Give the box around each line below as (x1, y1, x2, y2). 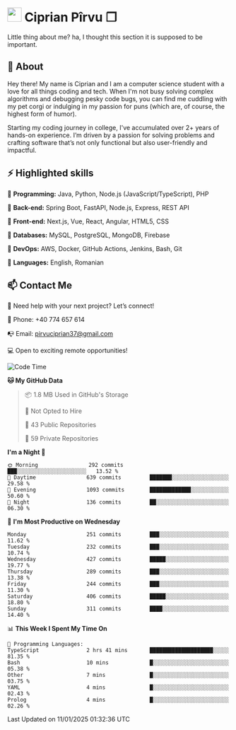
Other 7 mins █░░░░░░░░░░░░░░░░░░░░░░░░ (7, 672, 230, 679)
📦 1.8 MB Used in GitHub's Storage (24, 390, 129, 399)
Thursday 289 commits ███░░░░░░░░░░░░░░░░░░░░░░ (7, 568, 230, 576)
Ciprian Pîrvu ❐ (24, 9, 117, 25)
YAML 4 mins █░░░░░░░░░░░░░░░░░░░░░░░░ (7, 684, 230, 691)
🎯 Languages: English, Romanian (7, 258, 105, 267)
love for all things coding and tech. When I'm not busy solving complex (7, 87, 214, 95)
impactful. (7, 146, 37, 154)
